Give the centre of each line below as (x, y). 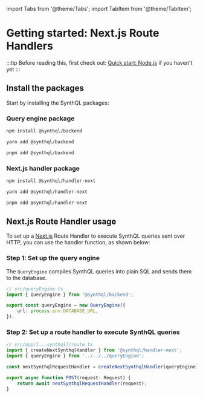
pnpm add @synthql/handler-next (47, 203)
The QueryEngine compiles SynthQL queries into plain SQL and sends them (99, 271)
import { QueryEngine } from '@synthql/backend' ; (70, 295)
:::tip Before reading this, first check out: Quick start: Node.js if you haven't (99, 62)
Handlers (30, 46)
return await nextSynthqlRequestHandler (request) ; (82, 383)
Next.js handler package (43, 168)
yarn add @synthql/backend (40, 142)
